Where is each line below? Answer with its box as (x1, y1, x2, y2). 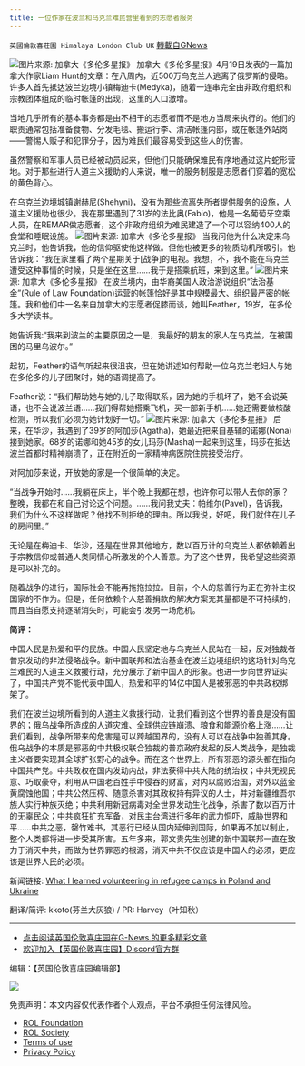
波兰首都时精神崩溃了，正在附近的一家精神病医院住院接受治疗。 (9, 448, 248, 458)
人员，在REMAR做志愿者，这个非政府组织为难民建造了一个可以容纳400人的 (9, 219, 291, 230)
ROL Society (22, 1027, 70, 1038)
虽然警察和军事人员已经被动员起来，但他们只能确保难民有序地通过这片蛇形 (9, 154, 288, 165)
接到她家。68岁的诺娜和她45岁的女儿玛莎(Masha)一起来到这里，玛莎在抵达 (9, 436, 290, 447)
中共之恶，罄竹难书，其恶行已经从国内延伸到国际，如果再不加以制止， (31, 821, 294, 832)
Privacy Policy (22, 1046, 76, 1057)
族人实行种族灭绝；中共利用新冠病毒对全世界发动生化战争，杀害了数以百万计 (9, 799, 296, 810)
